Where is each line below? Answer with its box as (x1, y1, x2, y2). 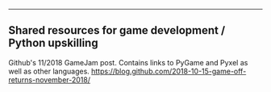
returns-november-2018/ (8, 74, 91, 85)
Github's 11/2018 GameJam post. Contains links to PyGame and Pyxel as (8, 57, 248, 67)
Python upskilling (8, 36, 98, 50)
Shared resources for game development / (8, 23, 226, 37)
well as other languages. (8, 66, 90, 76)
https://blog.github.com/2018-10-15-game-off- (91, 66, 247, 76)
